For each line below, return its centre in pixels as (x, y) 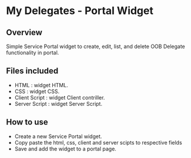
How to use (27, 122)
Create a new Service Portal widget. (58, 136)
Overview (24, 32)
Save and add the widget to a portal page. (65, 149)
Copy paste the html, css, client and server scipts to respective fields (98, 142)
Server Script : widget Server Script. (58, 104)
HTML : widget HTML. (41, 85)
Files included (32, 71)
